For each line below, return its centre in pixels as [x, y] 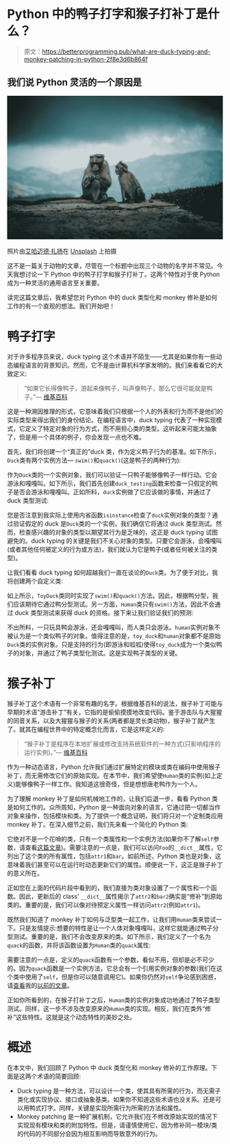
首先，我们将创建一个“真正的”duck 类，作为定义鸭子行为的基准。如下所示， [114, 452]
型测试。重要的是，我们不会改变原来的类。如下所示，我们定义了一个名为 [109, 937]
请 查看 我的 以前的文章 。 [40, 986]
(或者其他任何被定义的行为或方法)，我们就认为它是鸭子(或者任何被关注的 [110, 550]
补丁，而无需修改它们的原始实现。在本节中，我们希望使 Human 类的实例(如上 [112, 776]
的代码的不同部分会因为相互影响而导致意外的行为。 [89, 1134]
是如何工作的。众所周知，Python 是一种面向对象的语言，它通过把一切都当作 [114, 807]
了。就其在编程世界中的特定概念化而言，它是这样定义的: [86, 729]
